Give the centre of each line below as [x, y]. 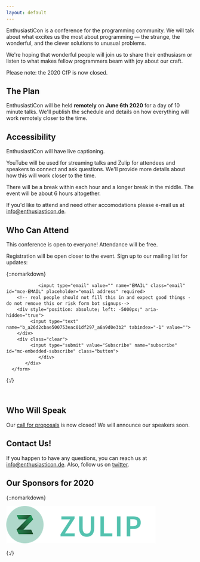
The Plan [23, 92]
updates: [17, 263]
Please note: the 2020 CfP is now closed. [57, 72]
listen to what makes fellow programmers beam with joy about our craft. [95, 61]
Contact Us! [29, 444]
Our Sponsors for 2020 [50, 483]
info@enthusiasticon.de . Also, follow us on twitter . [68, 464]
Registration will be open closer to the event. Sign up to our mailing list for [97, 256]
